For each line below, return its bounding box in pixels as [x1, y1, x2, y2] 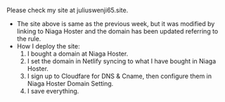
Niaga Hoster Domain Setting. [27, 79, 114, 87]
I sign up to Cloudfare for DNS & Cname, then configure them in [27, 72, 212, 80]
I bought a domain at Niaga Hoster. [27, 49, 129, 58]
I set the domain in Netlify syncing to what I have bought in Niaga [27, 57, 217, 65]
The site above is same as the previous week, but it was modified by [16, 20, 215, 27]
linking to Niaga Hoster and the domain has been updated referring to [16, 27, 219, 35]
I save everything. [27, 87, 79, 95]
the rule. [16, 34, 41, 43]
